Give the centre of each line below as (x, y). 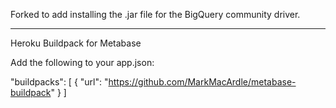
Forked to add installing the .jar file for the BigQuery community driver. (155, 14)
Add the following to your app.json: (82, 62)
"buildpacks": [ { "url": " (59, 82)
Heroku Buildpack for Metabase (76, 43)
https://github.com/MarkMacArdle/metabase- (202, 82)
